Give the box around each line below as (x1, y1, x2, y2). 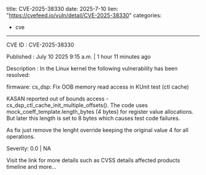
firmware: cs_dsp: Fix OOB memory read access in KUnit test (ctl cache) (6, 83, 189, 91)
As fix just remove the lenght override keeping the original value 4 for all (6, 127, 189, 133)
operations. (6, 133, 36, 140)
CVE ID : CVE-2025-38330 (6, 41, 75, 48)
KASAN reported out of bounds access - (6, 95, 109, 102)
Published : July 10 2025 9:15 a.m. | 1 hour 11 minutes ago (6, 53, 151, 60)
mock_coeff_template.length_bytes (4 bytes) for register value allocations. (6, 108, 194, 115)
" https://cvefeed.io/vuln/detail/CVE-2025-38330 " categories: (6, 12, 162, 19)
